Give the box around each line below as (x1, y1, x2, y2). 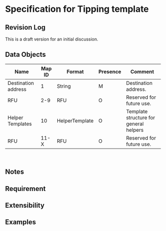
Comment (130, 68, 154, 75)
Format (66, 68, 84, 75)
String (56, 82, 71, 89)
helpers (125, 126, 144, 133)
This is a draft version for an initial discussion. (5, 36, 99, 42)
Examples (5, 218, 36, 227)
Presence (98, 68, 122, 75)
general (125, 120, 144, 127)
